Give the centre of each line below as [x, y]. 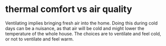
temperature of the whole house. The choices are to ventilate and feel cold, [83, 33]
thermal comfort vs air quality [69, 9]
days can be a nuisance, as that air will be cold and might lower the [75, 28]
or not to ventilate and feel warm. [39, 39]
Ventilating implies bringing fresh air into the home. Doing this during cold [81, 23]
